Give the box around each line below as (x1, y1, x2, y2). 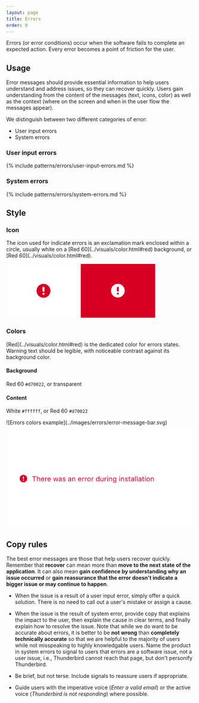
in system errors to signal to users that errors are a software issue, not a (14, 648, 192, 655)
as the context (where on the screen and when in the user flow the (6, 98, 170, 105)
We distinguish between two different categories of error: (6, 116, 147, 123)
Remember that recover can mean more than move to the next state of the (6, 561, 191, 569)
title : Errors (6, 16, 42, 22)
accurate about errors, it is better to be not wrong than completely (14, 629, 180, 636)
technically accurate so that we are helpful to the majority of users (14, 636, 181, 643)
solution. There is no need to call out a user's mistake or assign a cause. (14, 598, 192, 606)
